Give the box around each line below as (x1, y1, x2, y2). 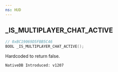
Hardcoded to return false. (5, 53, 60, 59)
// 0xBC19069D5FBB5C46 (5, 39, 53, 44)
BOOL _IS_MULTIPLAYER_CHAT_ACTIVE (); (5, 44, 84, 49)
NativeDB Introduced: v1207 (5, 63, 64, 68)
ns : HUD (5, 7, 22, 13)
